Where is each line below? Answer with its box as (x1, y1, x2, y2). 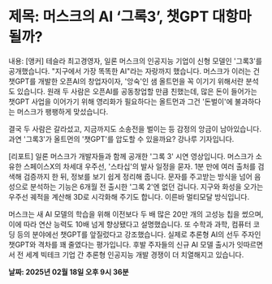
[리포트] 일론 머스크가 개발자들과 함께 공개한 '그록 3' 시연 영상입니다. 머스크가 (8, 151, 254, 161)
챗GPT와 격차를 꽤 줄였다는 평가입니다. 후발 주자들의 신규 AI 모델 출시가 (8, 239, 235, 249)
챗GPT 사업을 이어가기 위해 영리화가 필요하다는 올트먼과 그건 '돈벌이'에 (8, 97, 233, 106)
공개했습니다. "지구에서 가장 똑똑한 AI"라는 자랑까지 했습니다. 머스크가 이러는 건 (8, 66, 261, 75)
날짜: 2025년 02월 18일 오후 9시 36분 (8, 267, 129, 277)
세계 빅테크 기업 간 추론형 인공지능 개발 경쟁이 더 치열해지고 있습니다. (25, 249, 244, 260)
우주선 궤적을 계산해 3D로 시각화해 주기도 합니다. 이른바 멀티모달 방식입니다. (8, 191, 250, 201)
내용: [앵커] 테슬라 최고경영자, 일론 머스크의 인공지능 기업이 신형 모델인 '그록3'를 (8, 56, 262, 66)
